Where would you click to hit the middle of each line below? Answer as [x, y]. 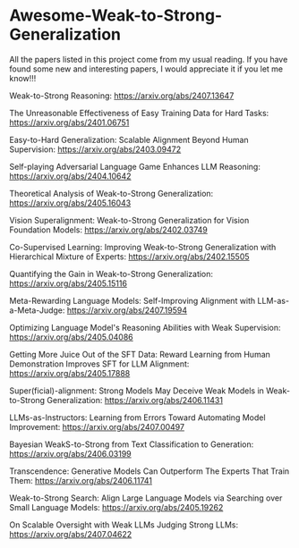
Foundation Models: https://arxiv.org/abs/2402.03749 [109, 230]
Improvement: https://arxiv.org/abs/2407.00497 [97, 426]
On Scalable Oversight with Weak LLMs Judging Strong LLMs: [124, 525]
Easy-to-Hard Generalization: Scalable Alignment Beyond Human [129, 139]
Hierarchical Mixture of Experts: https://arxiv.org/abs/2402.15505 [129, 257]
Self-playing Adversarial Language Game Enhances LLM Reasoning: [135, 166]
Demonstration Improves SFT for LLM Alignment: [99, 364]
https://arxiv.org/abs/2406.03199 [70, 453]
